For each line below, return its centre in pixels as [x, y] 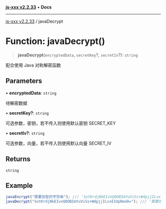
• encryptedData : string [31, 93]
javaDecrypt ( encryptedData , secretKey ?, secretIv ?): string [78, 55]
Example [19, 186]
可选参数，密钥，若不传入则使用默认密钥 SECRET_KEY [61, 123]
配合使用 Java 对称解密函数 [33, 65]
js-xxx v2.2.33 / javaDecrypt [34, 21]
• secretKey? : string [27, 113]
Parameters [24, 81]
